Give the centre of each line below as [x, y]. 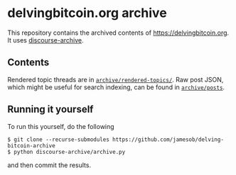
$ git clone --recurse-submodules [59, 140]
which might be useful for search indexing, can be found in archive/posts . [116, 87]
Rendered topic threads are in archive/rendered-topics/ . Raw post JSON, [116, 79]
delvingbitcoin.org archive [87, 13]
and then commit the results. [49, 165]
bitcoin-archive [31, 146]
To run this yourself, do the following [61, 126]
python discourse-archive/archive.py [70, 152]
